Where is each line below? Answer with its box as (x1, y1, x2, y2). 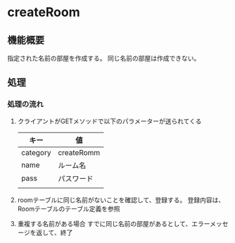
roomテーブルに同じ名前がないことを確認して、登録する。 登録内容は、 (17, 195, 225, 204)
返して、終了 (36, 228, 73, 237)
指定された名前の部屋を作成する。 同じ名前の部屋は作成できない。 (7, 54, 201, 62)
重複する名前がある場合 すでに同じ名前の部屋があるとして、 (17, 219, 192, 228)
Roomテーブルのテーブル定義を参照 (17, 204, 120, 213)
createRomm (58, 147, 101, 157)
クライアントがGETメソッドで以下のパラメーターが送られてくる (17, 117, 202, 125)
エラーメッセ (191, 219, 229, 228)
